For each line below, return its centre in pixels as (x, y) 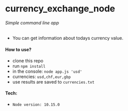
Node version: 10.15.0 (36, 105)
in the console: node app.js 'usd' (47, 71)
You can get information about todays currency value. (68, 38)
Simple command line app (32, 22)
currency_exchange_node (60, 9)
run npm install (29, 66)
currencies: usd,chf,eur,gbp (41, 76)
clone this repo (28, 61)
